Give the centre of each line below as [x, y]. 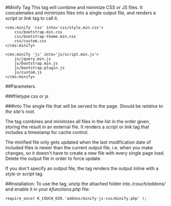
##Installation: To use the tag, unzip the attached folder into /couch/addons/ [85, 184]
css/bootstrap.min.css [38, 32]
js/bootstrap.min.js [36, 63]
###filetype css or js [27, 96]
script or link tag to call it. [32, 18]
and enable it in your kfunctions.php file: [48, 189]
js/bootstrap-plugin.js [40, 68]
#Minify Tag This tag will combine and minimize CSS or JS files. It [74, 7]
